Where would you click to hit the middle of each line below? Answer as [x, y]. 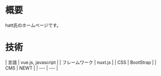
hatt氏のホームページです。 [33, 25]
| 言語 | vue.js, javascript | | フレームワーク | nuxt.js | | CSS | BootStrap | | [81, 62]
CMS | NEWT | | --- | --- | [32, 68]
